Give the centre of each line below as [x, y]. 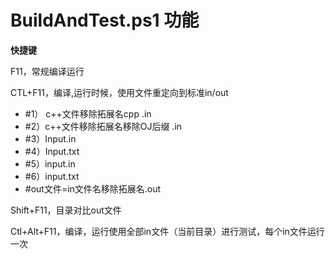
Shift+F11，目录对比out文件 [66, 210]
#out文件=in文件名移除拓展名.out [93, 188]
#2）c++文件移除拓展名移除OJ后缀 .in [103, 126]
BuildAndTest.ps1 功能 [105, 20]
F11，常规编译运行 [47, 71]
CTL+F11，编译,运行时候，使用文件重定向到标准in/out [119, 92]
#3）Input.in [50, 138]
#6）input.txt [52, 176]
